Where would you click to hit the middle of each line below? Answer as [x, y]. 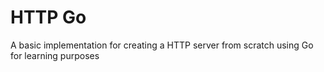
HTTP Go [48, 17]
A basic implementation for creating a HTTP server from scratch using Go [162, 45]
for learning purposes [55, 55]
